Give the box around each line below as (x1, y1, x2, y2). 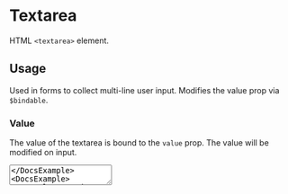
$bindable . (9, 94, 49, 105)
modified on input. (9, 147, 77, 158)
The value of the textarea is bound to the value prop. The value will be (9, 137, 270, 148)
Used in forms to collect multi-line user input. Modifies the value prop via (9, 84, 280, 95)
